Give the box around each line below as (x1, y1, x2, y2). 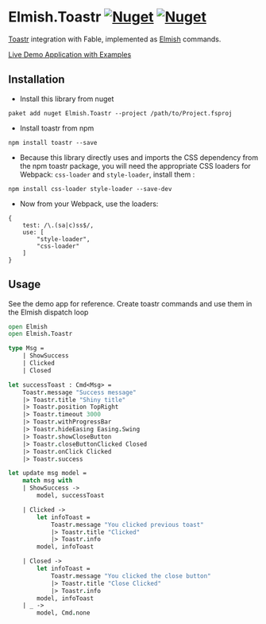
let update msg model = (8, 470, 87, 478)
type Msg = (8, 345, 44, 353)
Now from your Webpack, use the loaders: (19, 199, 159, 209)
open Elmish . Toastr (8, 330, 73, 338)
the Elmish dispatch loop (8, 307, 89, 317)
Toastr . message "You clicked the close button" (50, 571, 212, 580)
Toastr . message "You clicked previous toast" (50, 521, 204, 528)
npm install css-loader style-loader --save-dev (8, 185, 172, 193)
